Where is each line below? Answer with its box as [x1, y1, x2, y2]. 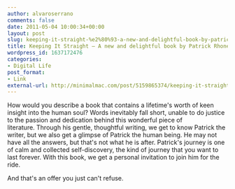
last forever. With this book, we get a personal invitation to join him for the [7, 153, 220, 162]
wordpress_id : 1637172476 [7, 50, 83, 57]
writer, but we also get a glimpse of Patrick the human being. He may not [7, 131, 218, 139]
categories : [7, 56, 42, 63]
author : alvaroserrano [7, 10, 73, 17]
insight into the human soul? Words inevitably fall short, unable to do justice [7, 108, 225, 117]
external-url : [7, 82, 49, 89]
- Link [7, 75, 27, 83]
